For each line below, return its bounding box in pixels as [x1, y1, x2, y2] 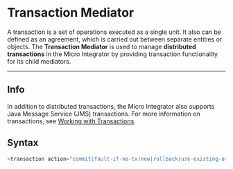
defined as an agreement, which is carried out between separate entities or [7, 35, 223, 43]
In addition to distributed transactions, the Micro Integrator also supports [7, 102, 215, 110]
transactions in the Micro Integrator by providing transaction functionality [7, 50, 218, 58]
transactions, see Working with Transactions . [7, 116, 137, 125]
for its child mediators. [7, 57, 71, 65]
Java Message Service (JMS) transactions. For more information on [7, 109, 201, 118]
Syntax [7, 137, 39, 149]
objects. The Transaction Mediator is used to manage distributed [7, 42, 196, 51]
